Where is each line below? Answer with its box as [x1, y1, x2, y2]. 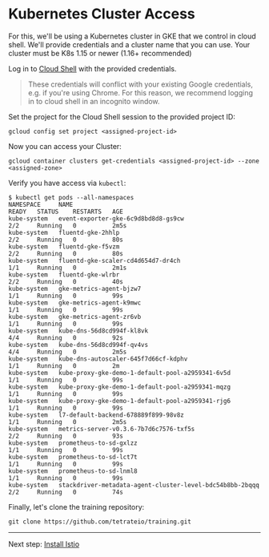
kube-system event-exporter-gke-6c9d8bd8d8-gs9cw [8, 214, 184, 223]
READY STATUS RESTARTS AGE [8, 208, 124, 216]
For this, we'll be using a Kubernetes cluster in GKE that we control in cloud [8, 31, 256, 41]
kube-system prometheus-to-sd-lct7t [8, 453, 138, 461]
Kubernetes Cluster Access [8, 5, 196, 23]
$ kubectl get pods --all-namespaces [8, 193, 134, 201]
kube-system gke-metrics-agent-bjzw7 [8, 285, 142, 293]
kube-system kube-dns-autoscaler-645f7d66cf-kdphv [8, 354, 188, 363]
